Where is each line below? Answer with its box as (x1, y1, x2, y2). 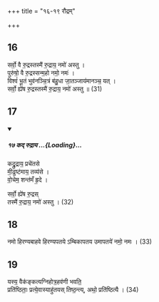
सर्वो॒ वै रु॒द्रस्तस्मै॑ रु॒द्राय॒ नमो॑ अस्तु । (7, 61, 86, 69)
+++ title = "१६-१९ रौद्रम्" (7, 7, 76, 15)
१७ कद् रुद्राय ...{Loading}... (7, 141, 82, 150)
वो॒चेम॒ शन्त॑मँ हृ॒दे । (7, 175, 48, 184)
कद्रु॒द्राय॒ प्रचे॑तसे (7, 159, 40, 167)
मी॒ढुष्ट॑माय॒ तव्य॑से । (7, 167, 50, 176)
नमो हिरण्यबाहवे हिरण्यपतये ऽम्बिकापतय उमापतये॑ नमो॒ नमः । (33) (7, 237, 152, 246)
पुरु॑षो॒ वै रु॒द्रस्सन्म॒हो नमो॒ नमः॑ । (7, 68, 75, 77)
